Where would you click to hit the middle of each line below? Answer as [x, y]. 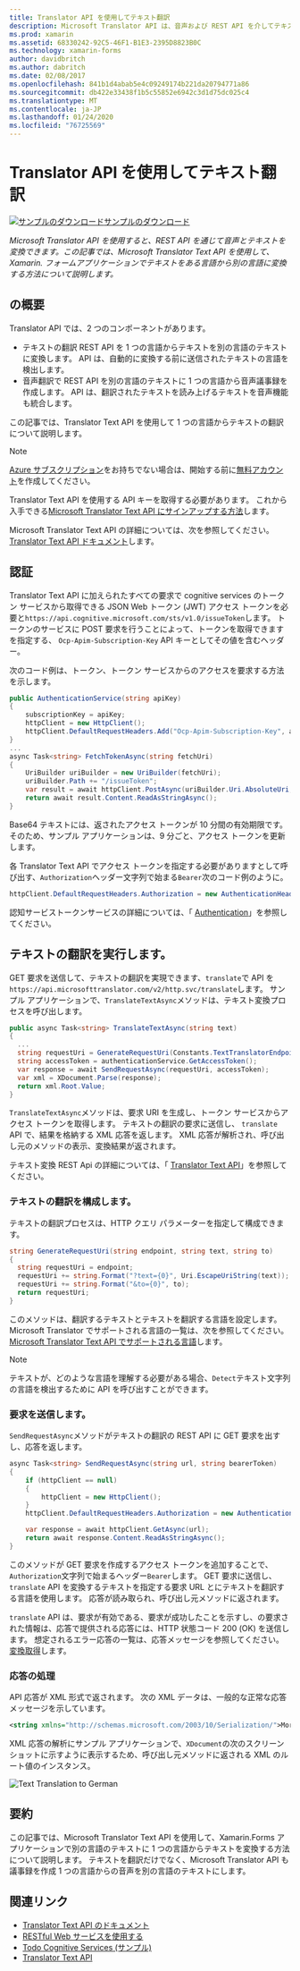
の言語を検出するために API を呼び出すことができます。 [111, 1389]
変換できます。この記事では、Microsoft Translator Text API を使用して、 [142, 251]
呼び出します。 [60, 1011]
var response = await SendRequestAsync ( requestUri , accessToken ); [143, 1070]
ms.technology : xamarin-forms [66, 51]
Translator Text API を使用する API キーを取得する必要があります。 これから [148, 499]
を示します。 [33, 681]
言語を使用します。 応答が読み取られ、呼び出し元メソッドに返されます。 [150, 1598]
